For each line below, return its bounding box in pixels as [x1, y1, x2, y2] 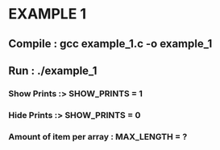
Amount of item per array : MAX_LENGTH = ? [8, 131, 188, 142]
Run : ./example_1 [8, 63, 98, 77]
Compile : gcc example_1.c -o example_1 [8, 37, 213, 51]
